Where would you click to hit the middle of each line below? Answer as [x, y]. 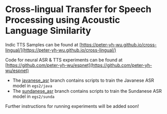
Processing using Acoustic [63, 20]
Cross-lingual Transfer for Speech [78, 9]
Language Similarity [48, 31]
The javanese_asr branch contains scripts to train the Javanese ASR [83, 80]
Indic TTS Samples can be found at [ [43, 44]
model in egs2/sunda [33, 96]
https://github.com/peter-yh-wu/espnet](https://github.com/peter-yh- [79, 65]
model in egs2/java [32, 85]
